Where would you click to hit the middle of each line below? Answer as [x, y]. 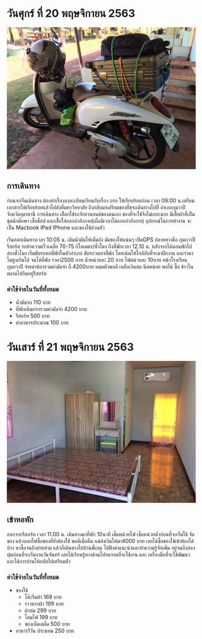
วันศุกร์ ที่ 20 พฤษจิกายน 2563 [71, 14]
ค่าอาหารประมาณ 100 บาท [42, 323]
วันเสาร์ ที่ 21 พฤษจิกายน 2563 [70, 347]
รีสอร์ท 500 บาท [32, 316]
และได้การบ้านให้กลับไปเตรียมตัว [39, 561]
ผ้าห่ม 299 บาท [40, 611]
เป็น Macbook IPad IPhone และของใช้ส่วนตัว [56, 227]
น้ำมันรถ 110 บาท [33, 302]
